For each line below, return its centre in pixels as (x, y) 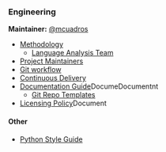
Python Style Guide (51, 139)
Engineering (32, 12)
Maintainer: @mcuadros (48, 29)
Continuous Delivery (53, 78)
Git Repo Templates (64, 95)
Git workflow (40, 70)
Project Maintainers (51, 61)
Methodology (41, 44)
